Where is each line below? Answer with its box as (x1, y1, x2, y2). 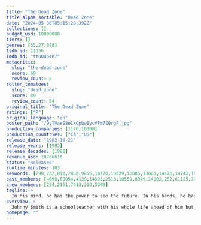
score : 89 (11, 92, 36, 98)
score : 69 (11, 70, 36, 76)
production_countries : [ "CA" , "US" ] (6, 131, 95, 138)
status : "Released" (6, 160, 55, 166)
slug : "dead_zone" (11, 87, 58, 93)
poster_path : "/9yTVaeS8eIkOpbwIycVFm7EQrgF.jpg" (6, 121, 133, 127)
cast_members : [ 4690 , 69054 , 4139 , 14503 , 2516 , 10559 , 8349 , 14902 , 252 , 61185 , (6, 176, 191, 182)
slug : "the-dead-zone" (11, 64, 68, 71)
